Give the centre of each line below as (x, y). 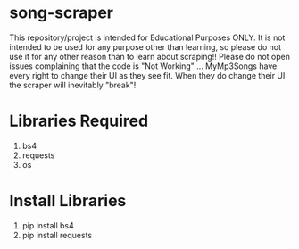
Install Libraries (68, 201)
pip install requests (57, 235)
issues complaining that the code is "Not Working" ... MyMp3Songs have (143, 66)
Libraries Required (79, 121)
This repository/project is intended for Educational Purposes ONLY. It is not (147, 37)
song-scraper (62, 13)
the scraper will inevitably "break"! (73, 85)
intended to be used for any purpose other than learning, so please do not (145, 46)
